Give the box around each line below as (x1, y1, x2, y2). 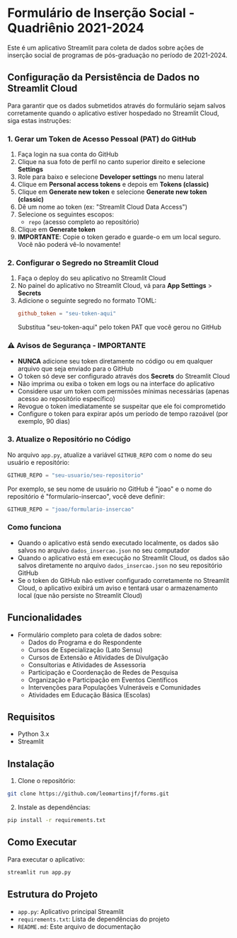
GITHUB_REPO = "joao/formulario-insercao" (7, 506, 134, 513)
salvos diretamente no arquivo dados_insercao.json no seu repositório (17, 561, 223, 569)
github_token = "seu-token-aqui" (17, 310, 117, 318)
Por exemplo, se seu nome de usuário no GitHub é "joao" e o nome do (7, 485, 212, 493)
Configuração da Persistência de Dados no (7, 71, 200, 83)
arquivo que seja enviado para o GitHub (17, 364, 134, 373)
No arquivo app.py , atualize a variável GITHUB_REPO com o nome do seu (7, 451, 212, 459)
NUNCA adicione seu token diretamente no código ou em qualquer (17, 357, 214, 365)
